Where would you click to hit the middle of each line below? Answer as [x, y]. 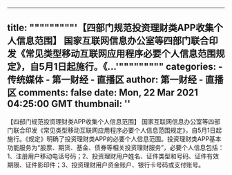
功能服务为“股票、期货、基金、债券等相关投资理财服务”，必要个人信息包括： [116, 147]
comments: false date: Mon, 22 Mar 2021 [108, 93]
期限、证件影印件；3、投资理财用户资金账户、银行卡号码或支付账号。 [106, 165]
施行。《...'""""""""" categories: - [149, 67]
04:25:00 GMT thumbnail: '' [69, 104]
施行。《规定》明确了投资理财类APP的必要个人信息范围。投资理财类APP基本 [115, 138]
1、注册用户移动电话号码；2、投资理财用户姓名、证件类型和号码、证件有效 [113, 156]
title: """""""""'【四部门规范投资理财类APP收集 [110, 28]
